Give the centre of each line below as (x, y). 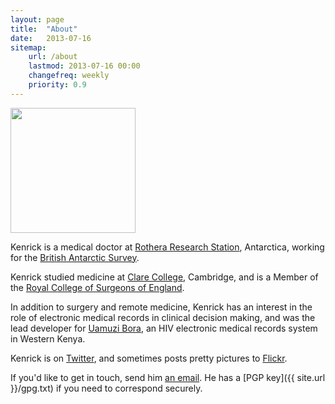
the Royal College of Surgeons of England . (97, 287)
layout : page (37, 19)
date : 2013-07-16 (51, 38)
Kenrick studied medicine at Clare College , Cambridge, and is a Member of (164, 277)
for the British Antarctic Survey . (75, 257)
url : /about (53, 57)
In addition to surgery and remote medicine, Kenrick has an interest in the (161, 307)
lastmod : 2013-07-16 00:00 (84, 66)
